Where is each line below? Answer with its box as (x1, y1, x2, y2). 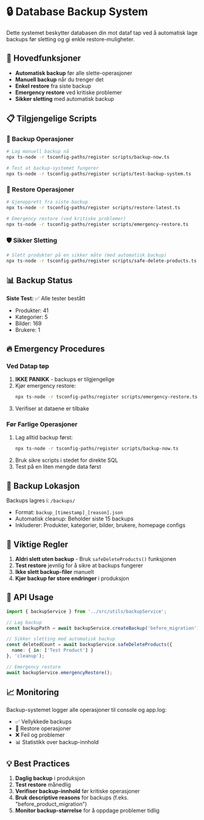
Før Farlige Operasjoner (6, 420, 78, 429)
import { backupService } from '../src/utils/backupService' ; (6, 608, 167, 615)
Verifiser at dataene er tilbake (15, 405, 89, 412)
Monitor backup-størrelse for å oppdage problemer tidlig (15, 807, 160, 815)
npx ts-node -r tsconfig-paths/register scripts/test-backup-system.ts (6, 171, 191, 177)
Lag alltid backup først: (15, 434, 73, 441)
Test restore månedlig (15, 781, 71, 788)
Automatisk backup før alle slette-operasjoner (15, 69, 132, 77)
